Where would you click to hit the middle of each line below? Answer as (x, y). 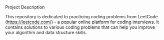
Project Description (25, 7)
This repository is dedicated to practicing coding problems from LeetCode (82, 17)
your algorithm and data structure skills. (46, 32)
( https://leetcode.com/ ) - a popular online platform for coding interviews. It (82, 22)
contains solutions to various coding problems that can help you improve (80, 27)
